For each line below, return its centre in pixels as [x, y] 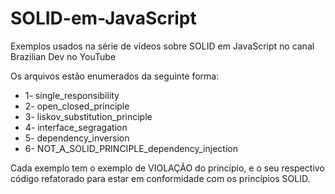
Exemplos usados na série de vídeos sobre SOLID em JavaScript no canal [162, 46]
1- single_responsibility [72, 95]
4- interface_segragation [76, 127]
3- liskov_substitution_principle [88, 116]
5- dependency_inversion [77, 138]
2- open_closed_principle [77, 106]
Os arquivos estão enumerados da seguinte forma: [115, 76]
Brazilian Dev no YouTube [63, 56]
